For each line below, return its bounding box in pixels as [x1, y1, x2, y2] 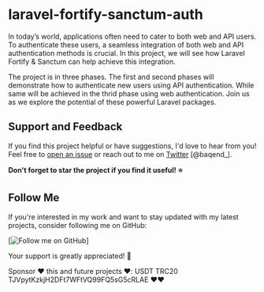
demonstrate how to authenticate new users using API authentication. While [8, 80, 255, 90]
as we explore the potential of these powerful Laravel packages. [8, 97, 217, 107]
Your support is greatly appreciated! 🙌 [8, 251, 132, 260]
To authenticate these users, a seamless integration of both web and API [8, 39, 244, 49]
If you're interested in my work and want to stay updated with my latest [8, 212, 239, 222]
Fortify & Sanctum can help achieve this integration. [8, 57, 176, 66]
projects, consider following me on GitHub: [8, 220, 147, 230]
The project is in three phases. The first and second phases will [8, 72, 214, 81]
